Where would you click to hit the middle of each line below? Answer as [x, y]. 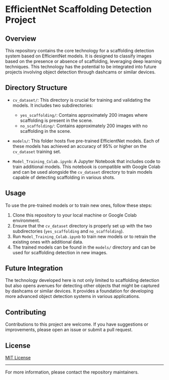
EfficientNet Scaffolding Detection [78, 9]
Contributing [26, 312]
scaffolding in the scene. [46, 131]
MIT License [18, 358]
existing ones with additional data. [48, 242]
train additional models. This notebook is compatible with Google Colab [87, 167]
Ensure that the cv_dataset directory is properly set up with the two [82, 225]
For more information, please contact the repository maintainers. [72, 372]
